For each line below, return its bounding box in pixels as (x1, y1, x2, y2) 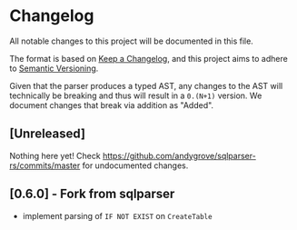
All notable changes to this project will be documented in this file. (9, 35, 254, 46)
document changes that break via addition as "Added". (9, 99, 214, 110)
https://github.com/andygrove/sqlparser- (103, 150, 256, 161)
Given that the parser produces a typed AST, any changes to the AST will (9, 80, 283, 91)
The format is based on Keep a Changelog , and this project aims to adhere (9, 53, 288, 64)
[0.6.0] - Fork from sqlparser (9, 186, 175, 202)
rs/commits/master (9, 160, 81, 171)
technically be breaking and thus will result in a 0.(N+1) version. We (9, 90, 262, 101)
